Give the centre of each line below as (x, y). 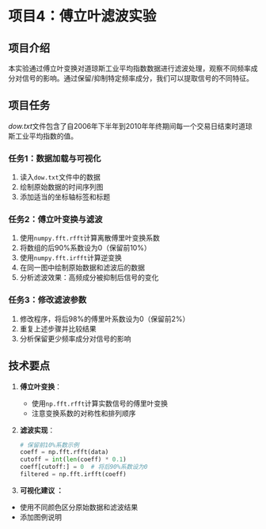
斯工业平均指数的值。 (43, 136)
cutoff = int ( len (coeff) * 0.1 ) (73, 459)
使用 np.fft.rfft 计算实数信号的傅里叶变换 (100, 403)
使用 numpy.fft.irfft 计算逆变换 (71, 258)
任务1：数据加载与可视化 (55, 158)
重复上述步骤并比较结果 (58, 328)
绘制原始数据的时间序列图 (61, 187)
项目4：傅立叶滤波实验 (82, 16)
